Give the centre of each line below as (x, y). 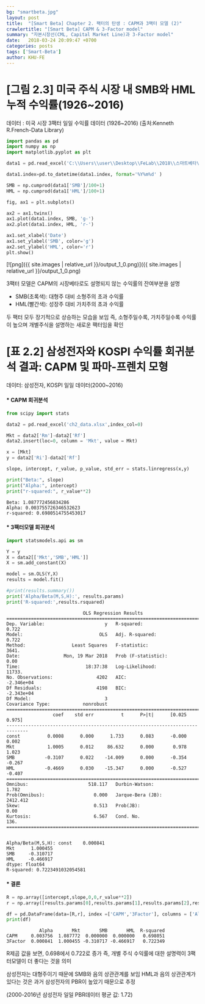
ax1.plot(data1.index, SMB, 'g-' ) (50, 219)
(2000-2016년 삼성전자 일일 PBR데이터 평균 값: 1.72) (70, 995)
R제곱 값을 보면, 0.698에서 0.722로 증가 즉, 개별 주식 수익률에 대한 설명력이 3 (99, 953)
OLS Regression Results (113, 613)
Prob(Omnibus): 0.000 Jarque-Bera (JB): (85, 795)
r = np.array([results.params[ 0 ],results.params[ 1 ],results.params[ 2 (97, 903)
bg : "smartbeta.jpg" (33, 12)
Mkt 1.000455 (30, 848)
